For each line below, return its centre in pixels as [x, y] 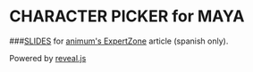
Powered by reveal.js [48, 58]
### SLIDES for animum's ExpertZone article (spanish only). [119, 41]
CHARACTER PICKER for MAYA [127, 16]
